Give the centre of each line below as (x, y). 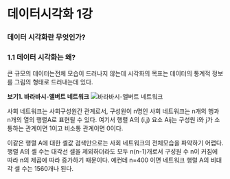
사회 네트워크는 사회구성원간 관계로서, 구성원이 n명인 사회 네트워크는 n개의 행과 (113, 111)
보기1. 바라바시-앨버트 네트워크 (48, 97)
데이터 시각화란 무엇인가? (46, 37)
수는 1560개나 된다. (48, 169)
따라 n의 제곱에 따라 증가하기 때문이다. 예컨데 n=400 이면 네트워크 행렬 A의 (108, 160)
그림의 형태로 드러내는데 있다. (54, 82)
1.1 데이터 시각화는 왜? (42, 58)
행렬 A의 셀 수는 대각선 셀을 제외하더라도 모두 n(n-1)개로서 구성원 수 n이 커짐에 (113, 152)
